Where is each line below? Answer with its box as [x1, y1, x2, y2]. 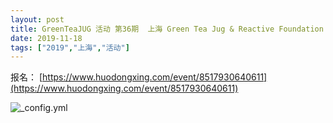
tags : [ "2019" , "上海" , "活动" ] [10, 42, 130, 53]
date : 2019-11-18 [10, 33, 83, 43]
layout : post [10, 14, 65, 25]
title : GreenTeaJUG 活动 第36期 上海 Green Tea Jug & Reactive [10, 24, 275, 34]
